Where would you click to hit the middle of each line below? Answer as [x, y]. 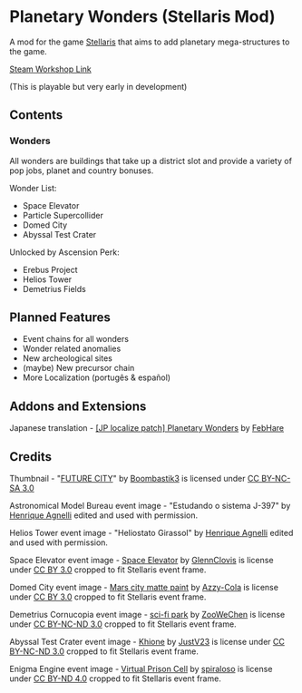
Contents [36, 115]
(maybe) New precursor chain [78, 368]
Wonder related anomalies [72, 349]
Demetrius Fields [54, 288]
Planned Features [60, 318]
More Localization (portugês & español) [96, 377]
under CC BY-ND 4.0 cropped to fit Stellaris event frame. [116, 678]
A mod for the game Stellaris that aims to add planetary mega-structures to [150, 42]
